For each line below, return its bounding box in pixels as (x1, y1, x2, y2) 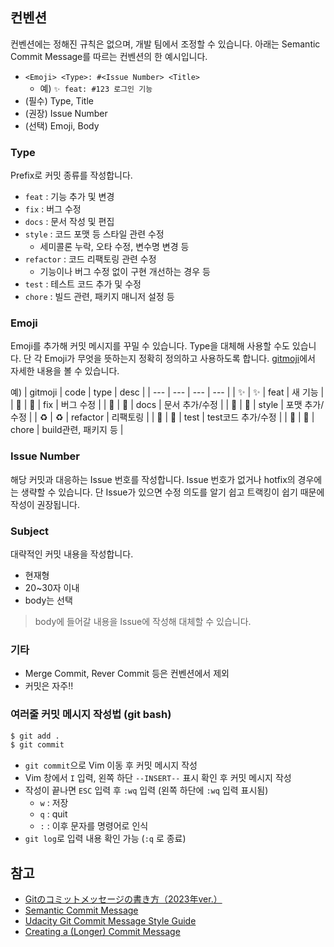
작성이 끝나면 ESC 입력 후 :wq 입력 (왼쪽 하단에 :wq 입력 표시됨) (24, 784, 269, 797)
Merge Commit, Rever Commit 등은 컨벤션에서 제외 (24, 668, 230, 680)
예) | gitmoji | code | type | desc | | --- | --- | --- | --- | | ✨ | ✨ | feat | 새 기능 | (10, 386, 325, 398)
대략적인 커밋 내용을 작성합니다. (10, 548, 134, 560)
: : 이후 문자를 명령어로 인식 (39, 820, 149, 832)
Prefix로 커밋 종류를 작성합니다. (10, 169, 133, 182)
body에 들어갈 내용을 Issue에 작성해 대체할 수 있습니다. (34, 616, 252, 627)
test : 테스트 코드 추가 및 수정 (24, 278, 142, 290)
